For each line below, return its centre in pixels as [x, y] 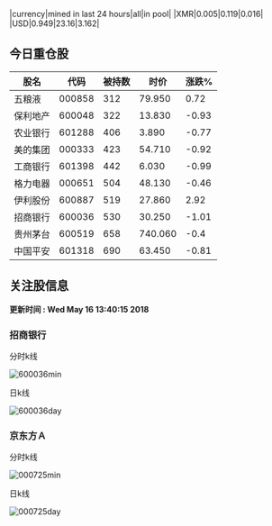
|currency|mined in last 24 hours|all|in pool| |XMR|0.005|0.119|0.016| [136, 14]
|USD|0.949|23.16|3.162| [54, 23]
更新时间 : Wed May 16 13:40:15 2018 [79, 309]
